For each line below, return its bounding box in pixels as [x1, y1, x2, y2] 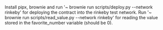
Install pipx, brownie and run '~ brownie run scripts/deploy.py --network [4, 4, 153, 10]
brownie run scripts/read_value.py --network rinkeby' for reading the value [4, 15, 158, 20]
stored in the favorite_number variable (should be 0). [4, 20, 113, 26]
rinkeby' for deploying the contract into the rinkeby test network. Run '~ [4, 9, 152, 15]
